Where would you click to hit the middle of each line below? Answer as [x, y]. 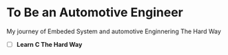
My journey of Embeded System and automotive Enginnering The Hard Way [114, 31]
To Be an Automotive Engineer [95, 13]
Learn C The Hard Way [49, 44]
